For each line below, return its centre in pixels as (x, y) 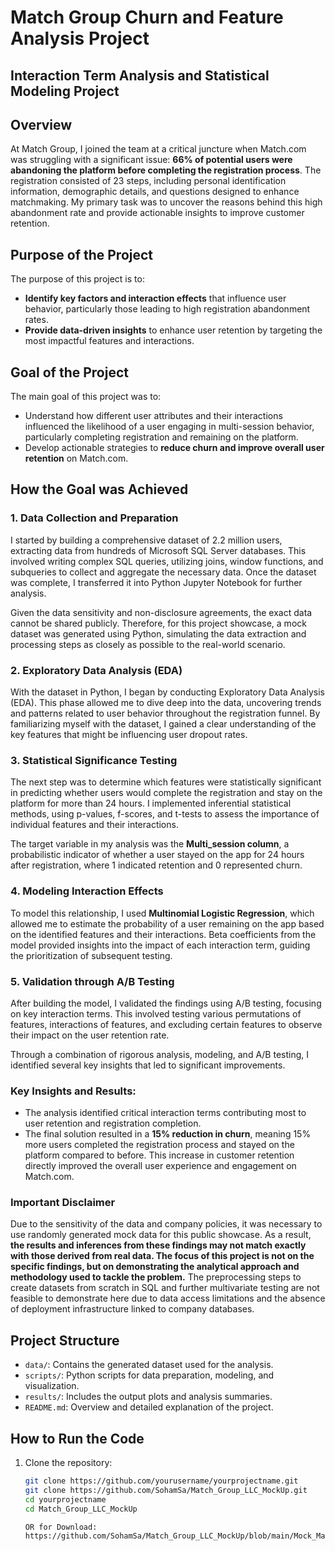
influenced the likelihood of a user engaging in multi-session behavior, (169, 427)
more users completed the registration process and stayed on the (159, 1145)
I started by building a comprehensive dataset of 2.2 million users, (146, 540)
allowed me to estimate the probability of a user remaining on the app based (167, 923)
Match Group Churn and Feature (147, 17)
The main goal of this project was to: (86, 397)
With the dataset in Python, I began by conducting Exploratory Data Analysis (167, 692)
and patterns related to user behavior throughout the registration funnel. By (165, 713)
